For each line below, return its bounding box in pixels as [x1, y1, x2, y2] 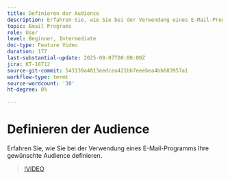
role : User [7, 29, 38, 36]
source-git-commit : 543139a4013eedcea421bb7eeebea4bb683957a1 [7, 67, 188, 74]
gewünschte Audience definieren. [7, 152, 103, 160]
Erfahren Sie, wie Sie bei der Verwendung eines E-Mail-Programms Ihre [7, 144, 209, 152]
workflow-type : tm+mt [7, 73, 69, 81]
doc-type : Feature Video [7, 42, 78, 49]
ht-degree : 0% [7, 86, 48, 93]
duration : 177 [7, 49, 48, 55]
